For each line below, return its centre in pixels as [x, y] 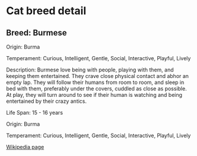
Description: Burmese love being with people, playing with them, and [90, 70]
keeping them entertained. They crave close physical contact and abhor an [98, 76]
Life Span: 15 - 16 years [35, 113]
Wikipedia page [25, 147]
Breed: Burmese [36, 33]
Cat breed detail [46, 11]
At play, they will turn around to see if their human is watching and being [94, 95]
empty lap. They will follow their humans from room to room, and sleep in [95, 82]
